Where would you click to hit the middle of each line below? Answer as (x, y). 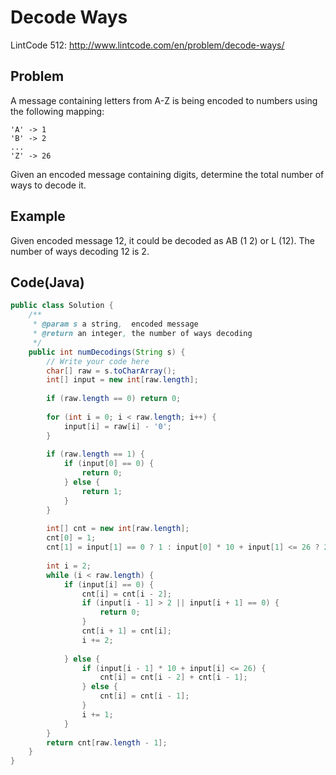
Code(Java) (47, 282)
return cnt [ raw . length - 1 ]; (107, 742)
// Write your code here (98, 361)
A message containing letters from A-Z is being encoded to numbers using (164, 100)
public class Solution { (62, 306)
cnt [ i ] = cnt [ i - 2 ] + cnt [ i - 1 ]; (173, 677)
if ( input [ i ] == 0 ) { (109, 584)
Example (38, 216)
